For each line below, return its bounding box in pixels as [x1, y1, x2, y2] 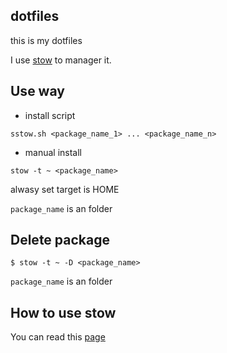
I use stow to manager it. [10, 54, 112, 66]
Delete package [10, 232, 110, 249]
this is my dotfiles [10, 34, 83, 46]
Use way [10, 83, 65, 100]
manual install [24, 146, 83, 158]
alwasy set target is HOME [10, 183, 120, 195]
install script [24, 109, 76, 121]
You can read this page [10, 331, 106, 343]
